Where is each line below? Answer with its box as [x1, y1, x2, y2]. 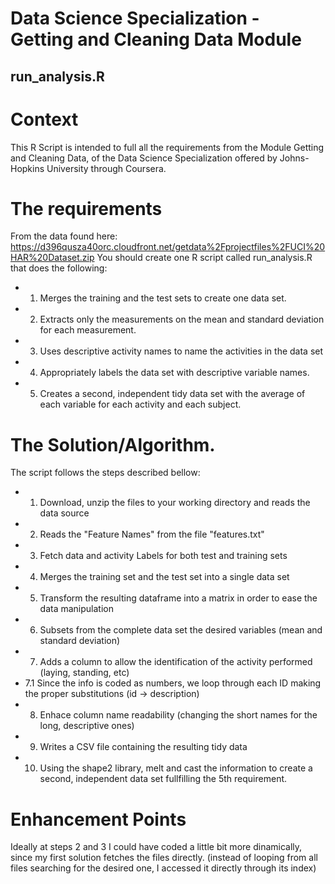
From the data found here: [10, 230, 118, 242]
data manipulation [39, 603, 115, 615]
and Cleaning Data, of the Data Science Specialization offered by [10, 152, 278, 164]
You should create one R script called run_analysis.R [96, 252, 313, 264]
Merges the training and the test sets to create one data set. [39, 292, 287, 304]
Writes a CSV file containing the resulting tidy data [39, 741, 248, 753]
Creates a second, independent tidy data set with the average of [39, 388, 306, 400]
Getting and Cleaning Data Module [10, 28, 302, 51]
